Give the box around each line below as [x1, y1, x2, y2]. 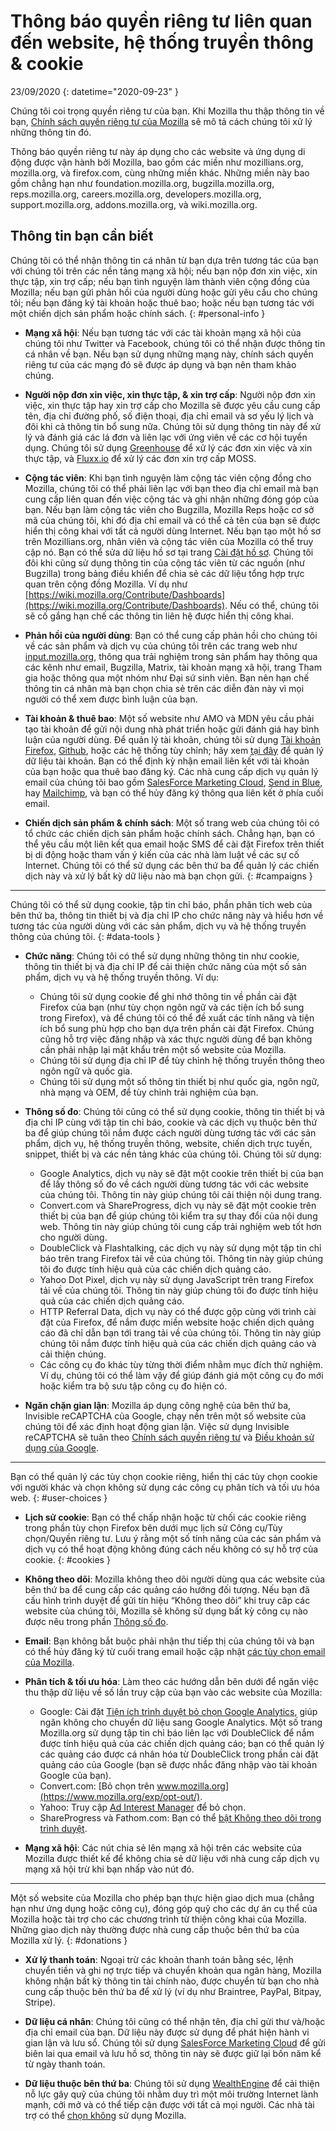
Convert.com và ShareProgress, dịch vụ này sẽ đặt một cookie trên [39, 1199, 317, 1211]
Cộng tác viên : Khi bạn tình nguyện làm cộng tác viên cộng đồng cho [24, 471, 312, 484]
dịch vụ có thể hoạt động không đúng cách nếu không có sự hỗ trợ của [24, 1543, 319, 1555]
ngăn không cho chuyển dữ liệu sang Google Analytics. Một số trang [39, 1716, 323, 1728]
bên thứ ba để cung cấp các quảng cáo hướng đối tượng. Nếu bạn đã [24, 1583, 310, 1595]
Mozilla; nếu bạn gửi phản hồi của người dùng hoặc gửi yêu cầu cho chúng [10, 286, 318, 298]
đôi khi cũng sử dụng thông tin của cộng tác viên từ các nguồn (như [24, 556, 305, 569]
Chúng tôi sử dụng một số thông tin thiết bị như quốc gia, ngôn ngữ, [39, 1075, 320, 1087]
